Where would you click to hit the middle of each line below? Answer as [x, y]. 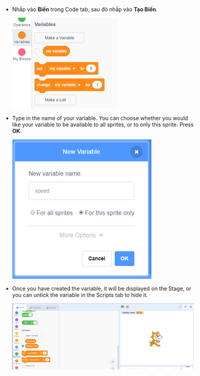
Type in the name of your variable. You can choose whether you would [100, 118]
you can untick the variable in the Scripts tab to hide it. [80, 295]
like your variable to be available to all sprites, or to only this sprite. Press [103, 125]
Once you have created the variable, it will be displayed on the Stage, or [102, 288]
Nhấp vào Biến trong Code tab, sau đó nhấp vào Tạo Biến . [85, 9]
